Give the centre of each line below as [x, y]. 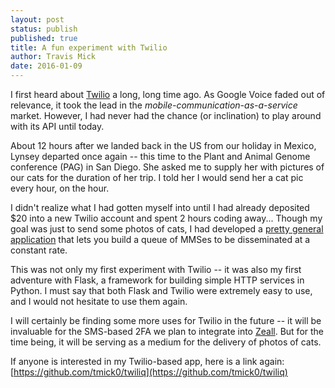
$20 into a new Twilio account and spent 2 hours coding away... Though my [166, 218]
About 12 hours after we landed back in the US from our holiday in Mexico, [163, 145]
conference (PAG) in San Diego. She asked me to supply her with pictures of [167, 167]
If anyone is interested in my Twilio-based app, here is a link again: [147, 361]
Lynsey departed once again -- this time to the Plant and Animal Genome [160, 156]
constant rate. [39, 250]
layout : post [37, 19]
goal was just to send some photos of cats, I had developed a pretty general [167, 229]
